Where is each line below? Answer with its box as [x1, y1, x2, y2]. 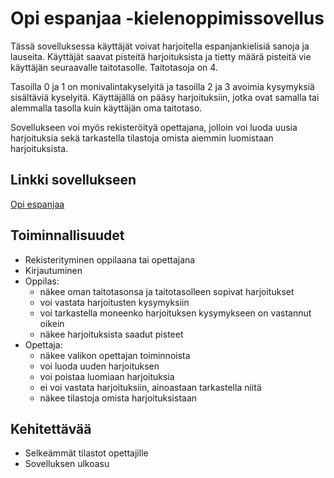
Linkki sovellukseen [10, 172, 137, 189]
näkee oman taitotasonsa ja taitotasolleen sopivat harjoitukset [39, 285, 295, 297]
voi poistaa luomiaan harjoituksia [39, 370, 175, 382]
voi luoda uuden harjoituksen [39, 360, 160, 372]
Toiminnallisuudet [10, 227, 125, 244]
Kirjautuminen [24, 264, 83, 276]
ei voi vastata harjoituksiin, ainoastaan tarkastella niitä [39, 381, 262, 393]
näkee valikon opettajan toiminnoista [39, 349, 191, 361]
